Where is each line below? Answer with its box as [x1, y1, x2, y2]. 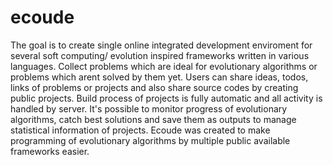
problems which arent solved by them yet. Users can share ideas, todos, [10, 71, 309, 83]
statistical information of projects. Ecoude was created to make [10, 124, 271, 136]
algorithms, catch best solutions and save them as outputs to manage [10, 113, 297, 125]
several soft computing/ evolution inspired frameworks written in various [10, 49, 310, 61]
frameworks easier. [10, 145, 90, 157]
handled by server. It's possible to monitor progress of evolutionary [10, 102, 288, 115]
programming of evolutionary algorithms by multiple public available [10, 134, 291, 146]
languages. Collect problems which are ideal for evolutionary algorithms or [10, 60, 318, 72]
